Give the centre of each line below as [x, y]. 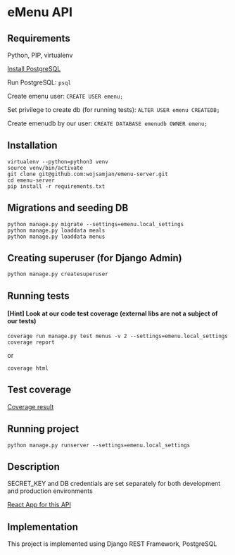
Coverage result [31, 406]
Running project [43, 429]
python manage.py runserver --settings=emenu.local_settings [99, 445]
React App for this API [39, 505]
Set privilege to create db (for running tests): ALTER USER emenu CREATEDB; [114, 110]
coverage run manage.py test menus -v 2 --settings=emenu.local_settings [118, 336]
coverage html [28, 368]
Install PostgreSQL [34, 69]
